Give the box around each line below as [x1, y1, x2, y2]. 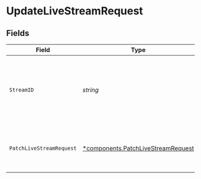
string [83, 86, 99, 94]
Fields [6, 28, 30, 38]
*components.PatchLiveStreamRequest [83, 144, 194, 152]
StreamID [9, 87, 34, 93]
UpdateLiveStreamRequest [6, 4, 144, 18]
